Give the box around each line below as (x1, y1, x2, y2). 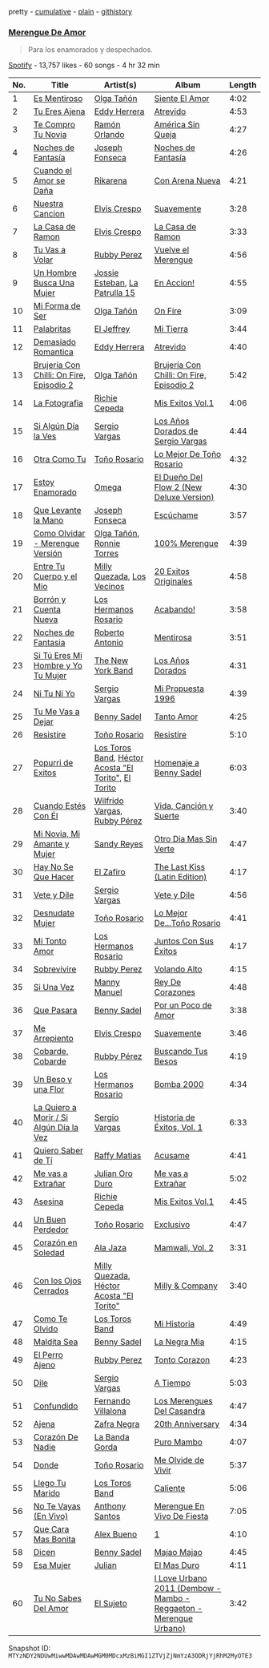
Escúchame (154, 510, 199, 521)
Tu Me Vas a (33, 706, 80, 717)
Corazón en (33, 1238, 78, 1249)
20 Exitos (154, 566, 190, 577)
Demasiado (33, 337, 76, 348)
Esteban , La (94, 277, 139, 289)
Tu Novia (33, 129, 67, 140)
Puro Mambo (154, 1436, 203, 1448)
